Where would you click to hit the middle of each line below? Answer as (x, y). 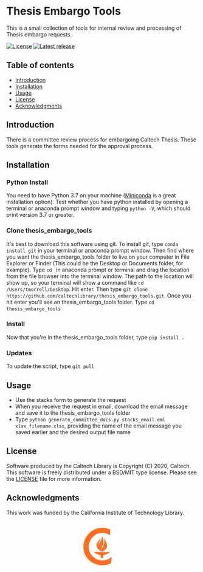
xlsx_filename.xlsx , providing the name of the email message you (98, 426)
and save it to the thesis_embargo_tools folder (73, 413)
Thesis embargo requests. (39, 34)
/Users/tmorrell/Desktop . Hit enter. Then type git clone (77, 289)
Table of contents (40, 65)
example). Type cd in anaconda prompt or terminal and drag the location (98, 270)
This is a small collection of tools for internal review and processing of (94, 28)
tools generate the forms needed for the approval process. (80, 146)
